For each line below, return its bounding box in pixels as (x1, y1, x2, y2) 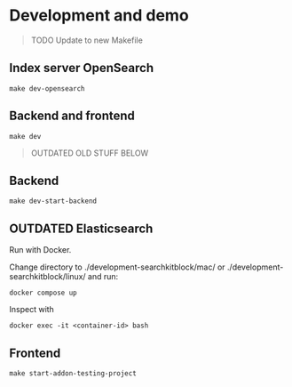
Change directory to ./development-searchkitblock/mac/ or (9, 262, 225, 272)
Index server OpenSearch (9, 60, 154, 76)
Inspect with (9, 304, 55, 315)
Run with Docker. (9, 245, 72, 255)
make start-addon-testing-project (9, 369, 138, 378)
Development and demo (9, 5, 189, 26)
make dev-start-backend (9, 197, 98, 206)
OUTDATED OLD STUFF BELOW (30, 148, 149, 158)
